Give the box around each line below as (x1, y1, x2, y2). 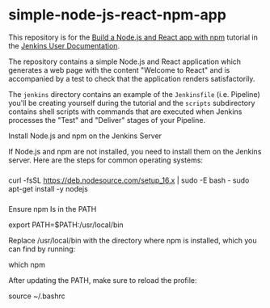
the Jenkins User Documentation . (8, 40, 120, 50)
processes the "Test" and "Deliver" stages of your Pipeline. (8, 115, 206, 124)
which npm (8, 259, 46, 269)
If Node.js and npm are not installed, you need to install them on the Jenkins (8, 146, 262, 156)
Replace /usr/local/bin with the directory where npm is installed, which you (8, 235, 257, 245)
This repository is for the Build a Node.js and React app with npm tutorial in (8, 32, 259, 42)
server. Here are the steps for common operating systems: (8, 155, 204, 165)
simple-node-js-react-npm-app (8, 6, 226, 24)
